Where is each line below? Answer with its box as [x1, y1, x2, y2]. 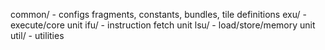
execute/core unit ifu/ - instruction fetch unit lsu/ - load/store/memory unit [10, 19, 316, 31]
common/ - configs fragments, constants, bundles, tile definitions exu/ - [10, 9, 307, 20]
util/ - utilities [10, 30, 65, 41]
